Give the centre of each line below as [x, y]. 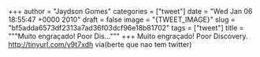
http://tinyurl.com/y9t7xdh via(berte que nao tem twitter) [100, 45]
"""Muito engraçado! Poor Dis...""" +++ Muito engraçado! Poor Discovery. [128, 36]
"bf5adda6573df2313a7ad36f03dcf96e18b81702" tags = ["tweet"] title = [126, 28]
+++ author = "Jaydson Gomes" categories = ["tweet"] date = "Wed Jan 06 [130, 11]
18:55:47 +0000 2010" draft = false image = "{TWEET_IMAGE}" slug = [122, 20]
